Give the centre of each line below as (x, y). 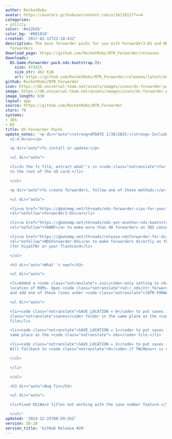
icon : (11, 86)
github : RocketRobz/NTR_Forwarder (42, 82)
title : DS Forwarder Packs (34, 129)
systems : (15, 115)
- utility (16, 24)
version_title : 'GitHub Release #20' (46, 428)
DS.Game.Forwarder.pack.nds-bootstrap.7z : (56, 63)
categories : (18, 20)
